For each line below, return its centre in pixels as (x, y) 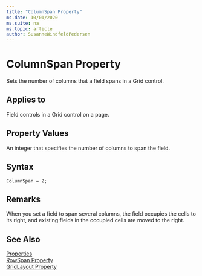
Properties (19, 254)
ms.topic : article (29, 29)
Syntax (20, 167)
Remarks (24, 199)
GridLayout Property (32, 267)
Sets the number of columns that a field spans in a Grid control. (85, 81)
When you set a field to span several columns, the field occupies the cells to (101, 214)
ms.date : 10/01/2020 (32, 18)
